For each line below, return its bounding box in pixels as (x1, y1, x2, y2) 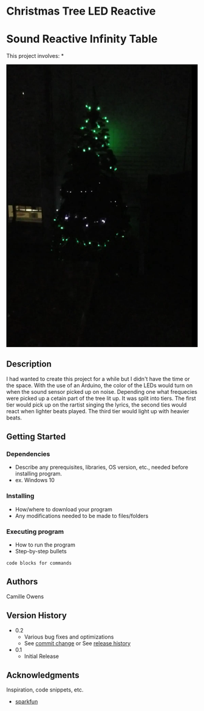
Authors (6, 576, 38, 587)
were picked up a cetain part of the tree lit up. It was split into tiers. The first (6, 394, 196, 402)
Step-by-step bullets (15, 548, 67, 555)
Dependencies (6, 450, 50, 458)
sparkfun (15, 698, 38, 706)
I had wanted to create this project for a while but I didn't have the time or (6, 375, 190, 382)
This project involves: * (6, 52, 64, 60)
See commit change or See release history (24, 639, 131, 646)
